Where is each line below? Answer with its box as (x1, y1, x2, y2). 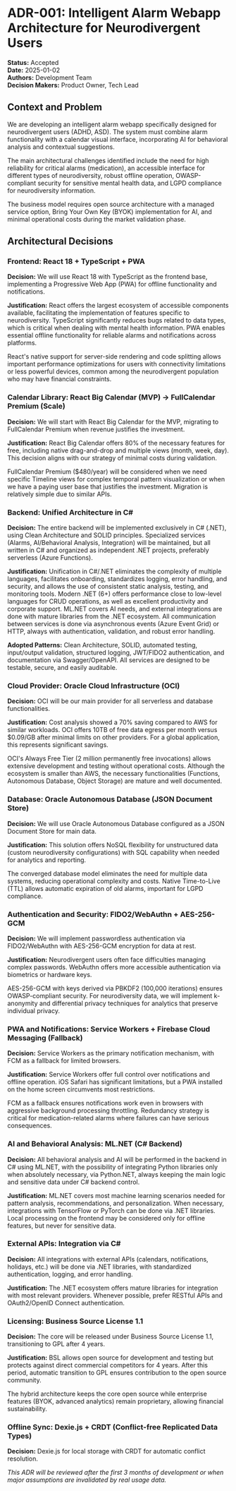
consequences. (7, 1121, 53, 1130)
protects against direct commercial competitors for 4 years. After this (7, 1361, 208, 1370)
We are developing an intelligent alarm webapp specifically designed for (7, 120, 217, 128)
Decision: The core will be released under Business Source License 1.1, (7, 1332, 214, 1341)
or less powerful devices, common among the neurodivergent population (7, 367, 219, 376)
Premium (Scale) (7, 401, 66, 411)
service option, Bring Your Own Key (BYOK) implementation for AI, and (7, 207, 213, 216)
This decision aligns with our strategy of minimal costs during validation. (7, 453, 217, 462)
